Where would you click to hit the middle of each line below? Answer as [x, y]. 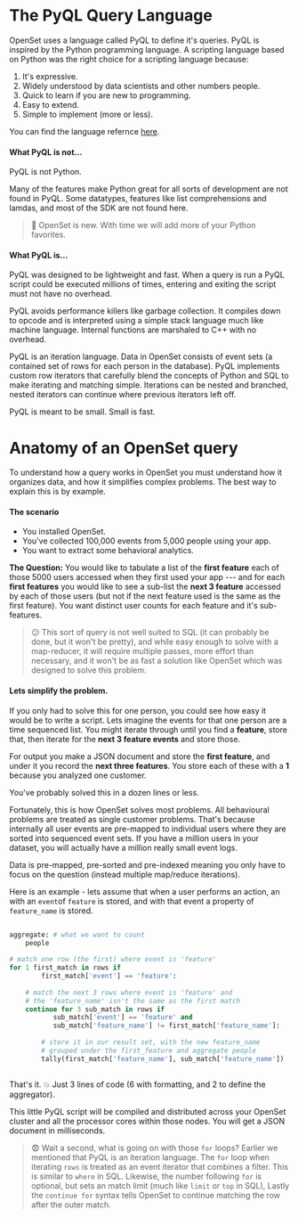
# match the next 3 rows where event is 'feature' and [129, 993]
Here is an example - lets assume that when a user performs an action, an [145, 891]
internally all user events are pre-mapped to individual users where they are [148, 829]
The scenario [34, 511]
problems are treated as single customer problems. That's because [132, 819]
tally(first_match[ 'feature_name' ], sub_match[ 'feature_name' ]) [163, 1059]
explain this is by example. [58, 492]
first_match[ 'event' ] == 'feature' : [109, 977]
